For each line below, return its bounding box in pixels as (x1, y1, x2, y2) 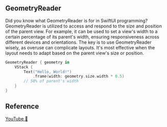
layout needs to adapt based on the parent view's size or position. (5, 50, 144, 56)
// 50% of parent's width (23, 79, 79, 84)
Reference (5, 102, 39, 111)
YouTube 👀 (5, 115, 28, 121)
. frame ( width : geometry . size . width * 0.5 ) (32, 74, 125, 79)
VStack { (14, 65, 33, 70)
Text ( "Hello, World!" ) (23, 69, 72, 74)
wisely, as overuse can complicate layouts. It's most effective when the (5, 44, 155, 50)
